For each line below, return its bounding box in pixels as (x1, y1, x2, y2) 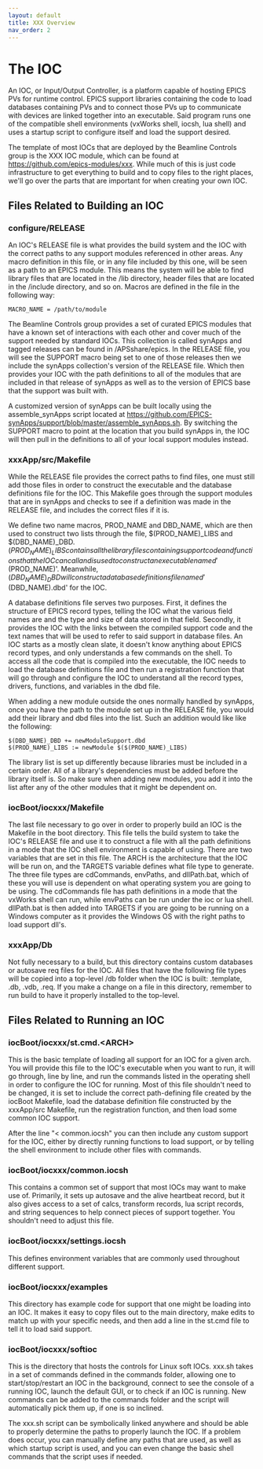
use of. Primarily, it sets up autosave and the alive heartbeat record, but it (8, 1191, 245, 1200)
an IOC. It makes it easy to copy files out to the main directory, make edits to (8, 1308, 255, 1317)
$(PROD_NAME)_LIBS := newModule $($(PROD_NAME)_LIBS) (8, 744, 188, 751)
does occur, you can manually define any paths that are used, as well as (8, 1435, 242, 1445)
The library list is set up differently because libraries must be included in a (8, 757, 247, 766)
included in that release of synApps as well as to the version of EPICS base (8, 378, 251, 387)
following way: (8, 291, 55, 299)
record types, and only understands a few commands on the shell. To (8, 648, 233, 657)
